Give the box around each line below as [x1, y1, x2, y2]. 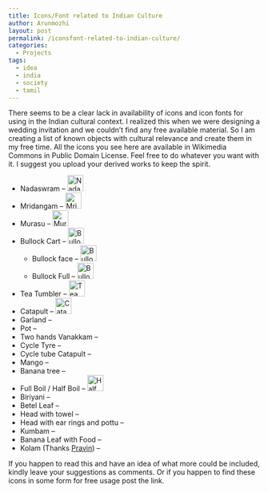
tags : [8, 57, 26, 65]
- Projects [15, 49, 52, 57]
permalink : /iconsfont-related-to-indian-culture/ [8, 34, 181, 42]
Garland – [19, 315, 52, 325]
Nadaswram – [19, 184, 66, 193]
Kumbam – [19, 426, 56, 436]
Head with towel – [19, 410, 79, 419]
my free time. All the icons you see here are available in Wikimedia [8, 142, 226, 152]
